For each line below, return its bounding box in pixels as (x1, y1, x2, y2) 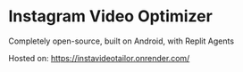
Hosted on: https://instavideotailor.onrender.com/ (8, 52, 190, 63)
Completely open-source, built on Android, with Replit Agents (8, 36, 234, 46)
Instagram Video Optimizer (8, 6, 214, 27)
